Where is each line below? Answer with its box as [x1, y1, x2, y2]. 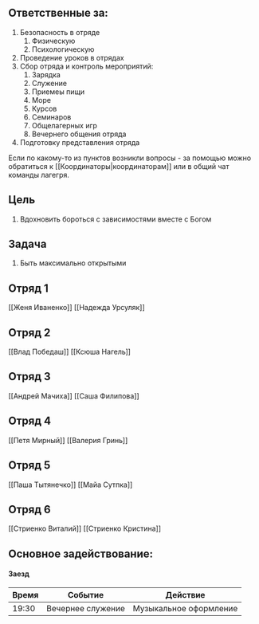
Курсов [31, 104, 57, 113]
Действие [165, 589, 206, 600]
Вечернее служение [46, 602, 126, 614]
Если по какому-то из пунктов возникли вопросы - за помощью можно [8, 153, 252, 163]
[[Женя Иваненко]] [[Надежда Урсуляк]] [8, 303, 145, 312]
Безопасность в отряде [19, 27, 100, 37]
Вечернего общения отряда [31, 129, 127, 139]
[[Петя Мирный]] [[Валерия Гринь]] [8, 435, 128, 445]
